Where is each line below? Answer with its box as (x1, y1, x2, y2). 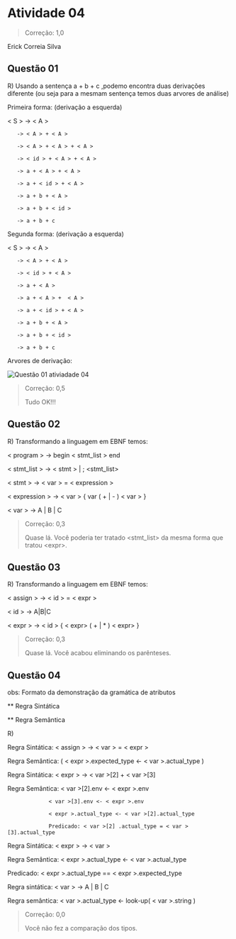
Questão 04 (7, 669, 61, 682)
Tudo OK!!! (24, 397, 57, 406)
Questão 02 (7, 418, 60, 430)
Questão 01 (7, 62, 59, 75)
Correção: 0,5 (24, 384, 66, 392)
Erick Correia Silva (7, 42, 62, 50)
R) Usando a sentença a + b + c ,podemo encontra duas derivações (7, 82, 206, 90)
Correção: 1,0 (24, 28, 64, 37)
